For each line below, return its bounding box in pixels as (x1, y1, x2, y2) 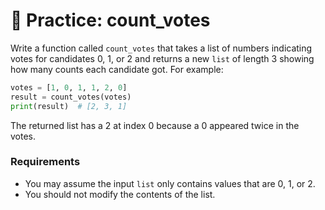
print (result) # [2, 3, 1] (10, 101, 128, 111)
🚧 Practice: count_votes (10, 9, 211, 32)
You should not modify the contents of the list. (24, 188, 216, 200)
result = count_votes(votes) (10, 92, 132, 102)
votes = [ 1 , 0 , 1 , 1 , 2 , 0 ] (10, 82, 128, 93)
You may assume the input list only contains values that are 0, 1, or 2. (24, 177, 316, 189)
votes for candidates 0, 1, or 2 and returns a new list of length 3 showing (10, 52, 315, 64)
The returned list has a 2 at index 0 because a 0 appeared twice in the (10, 119, 300, 131)
